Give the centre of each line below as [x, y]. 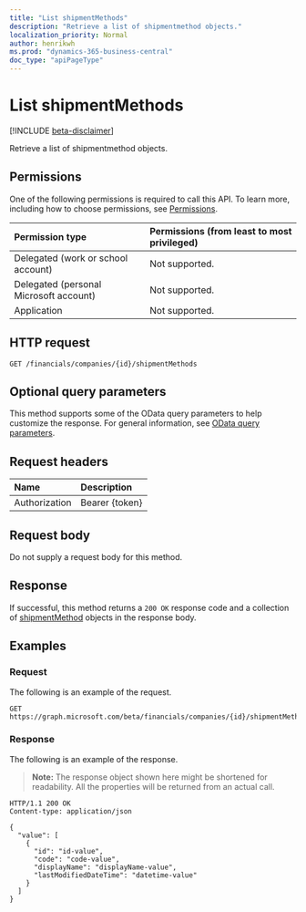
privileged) [174, 243]
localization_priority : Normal [69, 35]
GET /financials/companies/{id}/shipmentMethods [103, 364]
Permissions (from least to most [221, 231]
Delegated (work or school [71, 258]
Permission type [51, 236]
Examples [38, 646]
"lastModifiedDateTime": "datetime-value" [115, 875]
